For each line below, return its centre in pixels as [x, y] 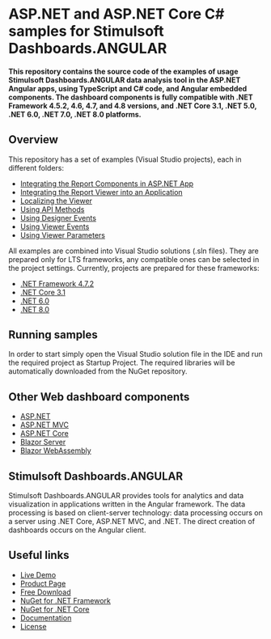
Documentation [46, 618]
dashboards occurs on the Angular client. [77, 530]
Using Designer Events [58, 218]
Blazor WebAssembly [55, 451]
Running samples [53, 334]
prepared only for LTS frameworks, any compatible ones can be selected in [134, 259]
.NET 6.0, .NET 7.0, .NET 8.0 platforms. [75, 114]
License [33, 626]
